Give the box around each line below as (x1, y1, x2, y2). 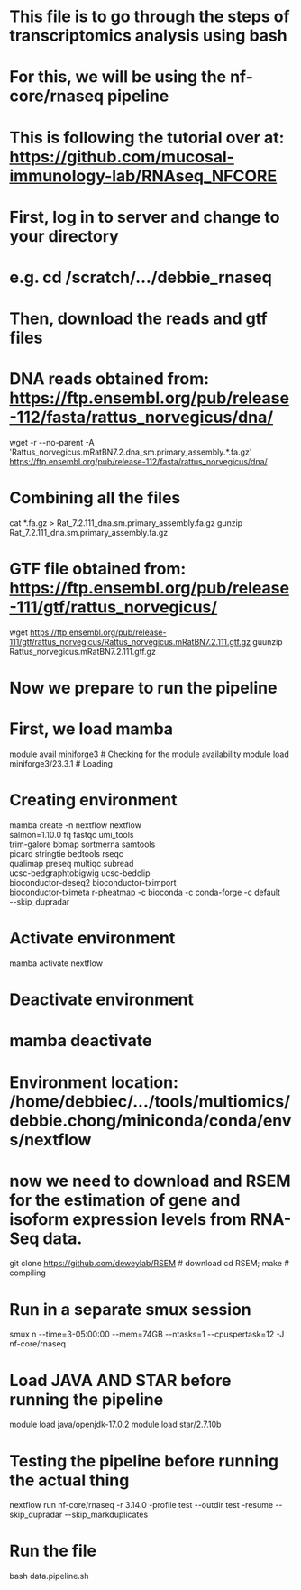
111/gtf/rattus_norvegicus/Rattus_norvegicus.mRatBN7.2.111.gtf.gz (9, 636, 251, 647)
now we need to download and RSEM (9, 1171, 291, 1191)
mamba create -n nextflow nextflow (9, 820, 142, 831)
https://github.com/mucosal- (9, 146, 234, 167)
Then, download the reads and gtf (9, 308, 268, 329)
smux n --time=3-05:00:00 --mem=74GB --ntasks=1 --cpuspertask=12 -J (9, 1328, 285, 1340)
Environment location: (9, 1071, 178, 1092)
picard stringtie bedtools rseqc (9, 849, 124, 859)
